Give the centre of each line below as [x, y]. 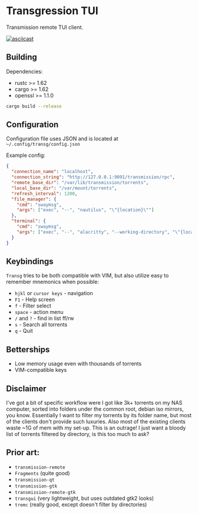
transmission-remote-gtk [45, 492]
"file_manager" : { [34, 199]
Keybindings [30, 261]
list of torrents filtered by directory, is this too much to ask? [78, 434]
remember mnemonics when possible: [52, 282]
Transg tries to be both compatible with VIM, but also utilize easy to [88, 276]
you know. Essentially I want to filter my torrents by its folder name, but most [99, 415]
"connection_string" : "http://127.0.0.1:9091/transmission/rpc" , [93, 177]
